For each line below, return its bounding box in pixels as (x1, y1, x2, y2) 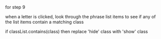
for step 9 (5, 4, 25, 10)
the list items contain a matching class (5, 19, 84, 25)
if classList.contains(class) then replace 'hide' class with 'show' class (5, 29, 148, 34)
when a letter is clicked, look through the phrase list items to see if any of (5, 14, 156, 19)
